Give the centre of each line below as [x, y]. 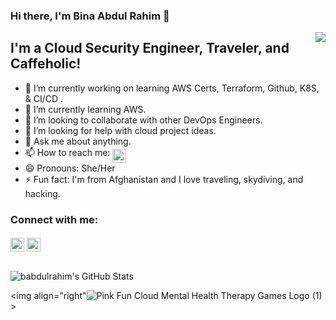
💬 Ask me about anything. [78, 141]
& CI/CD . [44, 98]
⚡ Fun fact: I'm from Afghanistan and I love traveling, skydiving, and [164, 179]
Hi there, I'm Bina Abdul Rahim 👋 [90, 16]
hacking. [42, 193]
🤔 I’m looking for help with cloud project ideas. [120, 130]
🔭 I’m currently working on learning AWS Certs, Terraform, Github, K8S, [172, 88]
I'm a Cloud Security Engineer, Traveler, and [150, 48]
